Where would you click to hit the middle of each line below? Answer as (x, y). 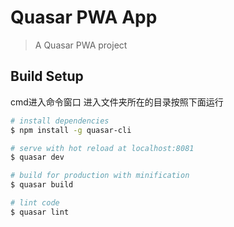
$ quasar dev (37, 157)
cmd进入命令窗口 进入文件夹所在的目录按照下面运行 (117, 102)
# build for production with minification (100, 176)
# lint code (35, 203)
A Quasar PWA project (81, 45)
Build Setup (47, 76)
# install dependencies (60, 121)
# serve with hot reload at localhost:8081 (102, 148)
